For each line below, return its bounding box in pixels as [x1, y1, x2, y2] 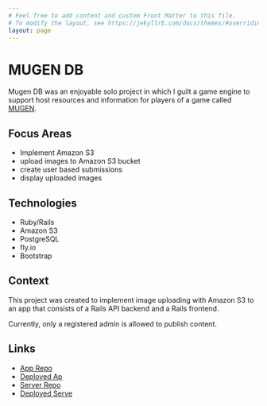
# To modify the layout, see [8, 19, 105, 27]
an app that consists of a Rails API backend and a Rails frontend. [8, 304, 219, 313]
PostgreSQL [19, 234, 60, 243]
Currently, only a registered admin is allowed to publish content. [8, 319, 217, 328]
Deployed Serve [19, 389, 73, 398]
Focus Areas [8, 126, 72, 140]
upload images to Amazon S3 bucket [19, 157, 141, 166]
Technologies [8, 196, 78, 210]
